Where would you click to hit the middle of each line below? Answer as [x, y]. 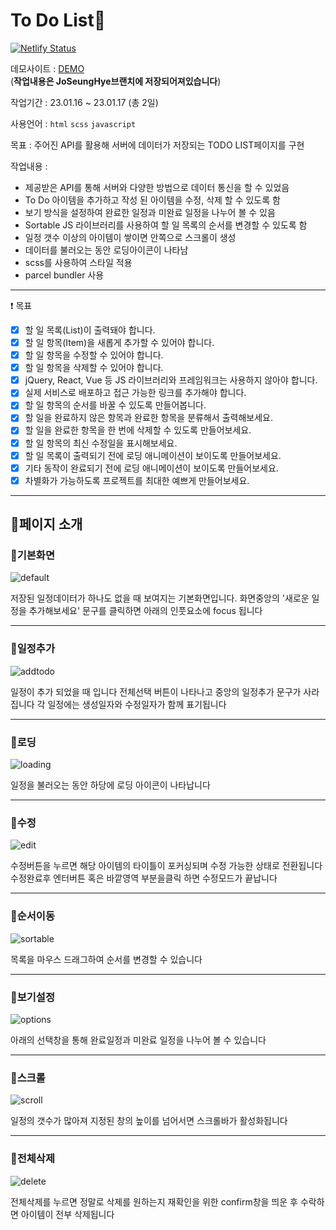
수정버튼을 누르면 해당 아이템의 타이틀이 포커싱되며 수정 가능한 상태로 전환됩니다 [166, 866]
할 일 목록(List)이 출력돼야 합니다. [90, 330]
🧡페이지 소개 [46, 524]
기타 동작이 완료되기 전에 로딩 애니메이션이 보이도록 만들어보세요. [151, 468]
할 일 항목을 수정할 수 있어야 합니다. [94, 355]
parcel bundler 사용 [64, 275]
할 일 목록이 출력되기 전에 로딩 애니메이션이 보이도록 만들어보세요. [153, 455]
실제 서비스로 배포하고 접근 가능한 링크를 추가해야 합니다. [135, 393]
